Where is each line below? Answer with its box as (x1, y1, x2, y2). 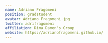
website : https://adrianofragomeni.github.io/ (5, 30, 104, 35)
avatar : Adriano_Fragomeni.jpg (5, 16, 70, 21)
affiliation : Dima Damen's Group (5, 26, 75, 31)
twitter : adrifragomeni (5, 21, 55, 26)
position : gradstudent (5, 12, 52, 17)
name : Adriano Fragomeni (5, 7, 57, 12)
